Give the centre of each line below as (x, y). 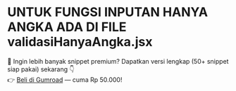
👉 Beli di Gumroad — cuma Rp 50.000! (65, 79)
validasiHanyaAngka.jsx (80, 42)
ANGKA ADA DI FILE (67, 27)
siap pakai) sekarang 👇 (41, 69)
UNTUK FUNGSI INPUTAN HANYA (108, 12)
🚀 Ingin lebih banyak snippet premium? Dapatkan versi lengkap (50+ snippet (118, 61)
